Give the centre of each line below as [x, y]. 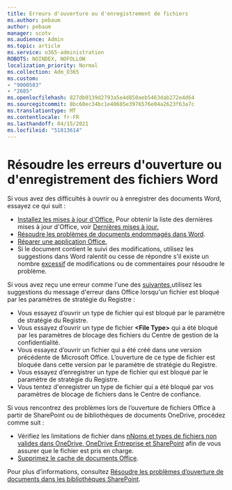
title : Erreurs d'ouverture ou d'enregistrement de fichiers [98, 14]
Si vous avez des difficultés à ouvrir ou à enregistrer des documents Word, [114, 198]
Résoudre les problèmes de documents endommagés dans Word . [111, 235]
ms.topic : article [34, 46]
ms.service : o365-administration [56, 53]
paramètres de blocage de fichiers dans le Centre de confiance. [109, 395]
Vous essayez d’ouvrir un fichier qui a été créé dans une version [109, 350]
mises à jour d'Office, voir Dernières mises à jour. [88, 227]
